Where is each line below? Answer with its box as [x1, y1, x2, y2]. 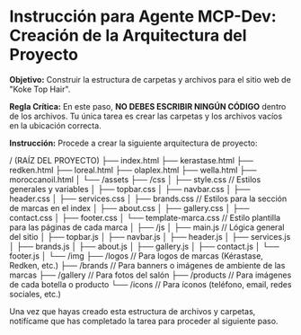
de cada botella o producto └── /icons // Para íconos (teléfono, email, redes [9, 278, 292, 289]
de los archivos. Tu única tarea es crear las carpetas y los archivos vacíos [9, 110, 283, 121]
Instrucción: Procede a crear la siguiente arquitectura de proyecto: [9, 137, 258, 148]
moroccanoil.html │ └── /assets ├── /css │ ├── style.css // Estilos [9, 173, 261, 185]
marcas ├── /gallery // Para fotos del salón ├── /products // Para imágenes [9, 269, 292, 280]
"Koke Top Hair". [9, 84, 71, 94]
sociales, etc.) [9, 288, 61, 299]
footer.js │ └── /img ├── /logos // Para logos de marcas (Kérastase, [9, 250, 263, 261]
